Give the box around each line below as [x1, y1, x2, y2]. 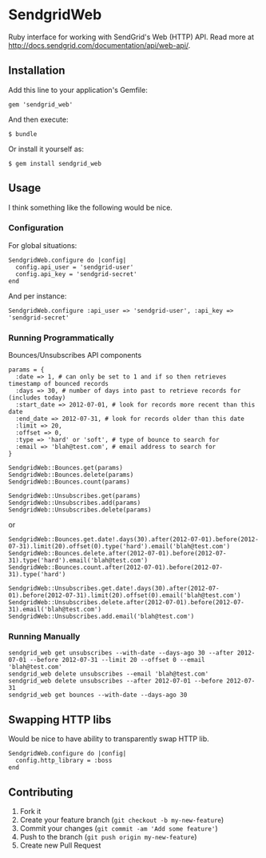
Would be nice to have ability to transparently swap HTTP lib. [8, 734, 209, 744]
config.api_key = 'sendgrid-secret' [15, 270, 137, 278]
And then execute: [8, 114, 69, 124]
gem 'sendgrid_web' [8, 100, 73, 109]
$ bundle [8, 130, 38, 138]
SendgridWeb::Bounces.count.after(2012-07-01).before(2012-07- [8, 563, 224, 571]
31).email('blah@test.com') [8, 606, 102, 614]
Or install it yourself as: [8, 144, 84, 154]
